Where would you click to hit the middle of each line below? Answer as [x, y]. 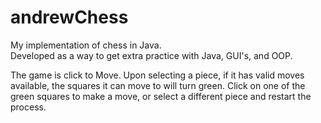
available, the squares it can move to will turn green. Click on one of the [158, 85]
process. [28, 107]
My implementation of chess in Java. [86, 45]
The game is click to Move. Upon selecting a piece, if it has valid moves [157, 75]
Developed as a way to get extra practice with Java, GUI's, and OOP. [151, 55]
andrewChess [69, 17]
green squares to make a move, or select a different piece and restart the [161, 96]
